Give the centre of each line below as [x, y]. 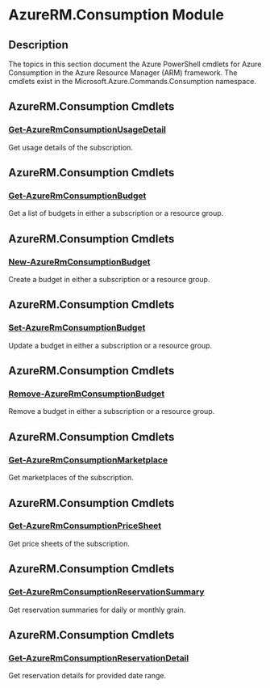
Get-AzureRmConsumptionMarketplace [88, 460]
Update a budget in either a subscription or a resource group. [110, 345]
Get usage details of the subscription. [71, 147]
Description [38, 45]
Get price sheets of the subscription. [69, 543]
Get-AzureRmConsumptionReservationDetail [99, 658]
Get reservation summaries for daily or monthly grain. [97, 610]
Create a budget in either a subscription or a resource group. [109, 280]
